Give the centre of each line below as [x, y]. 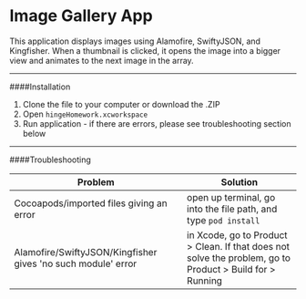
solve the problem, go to [239, 258]
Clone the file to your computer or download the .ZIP [121, 104]
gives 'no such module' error [76, 263]
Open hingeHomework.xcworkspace [85, 114]
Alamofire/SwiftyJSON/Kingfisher [86, 252]
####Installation [40, 87]
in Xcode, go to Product [237, 235]
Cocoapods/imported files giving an [91, 203]
